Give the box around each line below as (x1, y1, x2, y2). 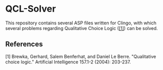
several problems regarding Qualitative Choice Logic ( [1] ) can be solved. (5, 25, 158, 31)
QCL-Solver (5, 3, 56, 15)
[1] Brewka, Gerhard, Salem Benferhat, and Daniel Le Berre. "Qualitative (5, 53, 156, 59)
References (5, 40, 43, 49)
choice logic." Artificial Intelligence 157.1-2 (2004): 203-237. (5, 59, 131, 65)
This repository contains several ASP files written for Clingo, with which (5, 20, 157, 26)
